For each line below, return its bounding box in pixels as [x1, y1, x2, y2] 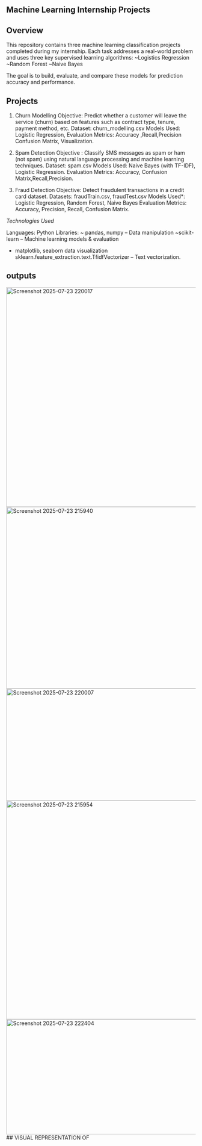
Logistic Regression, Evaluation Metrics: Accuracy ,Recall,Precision [14, 131, 182, 138]
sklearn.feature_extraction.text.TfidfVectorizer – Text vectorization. [14, 253, 181, 261]
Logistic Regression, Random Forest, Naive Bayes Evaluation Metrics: [14, 199, 187, 206]
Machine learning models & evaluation [24, 235, 119, 243]
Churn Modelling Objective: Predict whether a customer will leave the [14, 112, 187, 119]
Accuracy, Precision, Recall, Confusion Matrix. [14, 206, 130, 213]
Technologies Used [6, 217, 54, 225]
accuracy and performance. [6, 78, 75, 86]
